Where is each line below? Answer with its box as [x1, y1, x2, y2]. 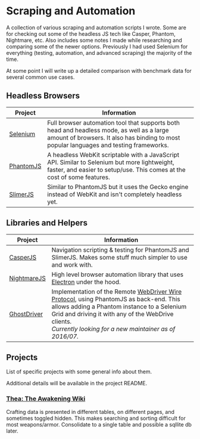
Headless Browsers [6, 91, 80, 101]
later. [6, 427, 19, 434]
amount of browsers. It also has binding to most [47, 133, 180, 141]
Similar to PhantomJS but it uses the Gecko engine [47, 183, 189, 191]
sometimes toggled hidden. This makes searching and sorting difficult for [6, 415, 186, 422]
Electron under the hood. [51, 277, 121, 286]
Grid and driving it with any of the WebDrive [51, 310, 174, 318]
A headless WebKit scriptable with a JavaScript [47, 150, 180, 159]
